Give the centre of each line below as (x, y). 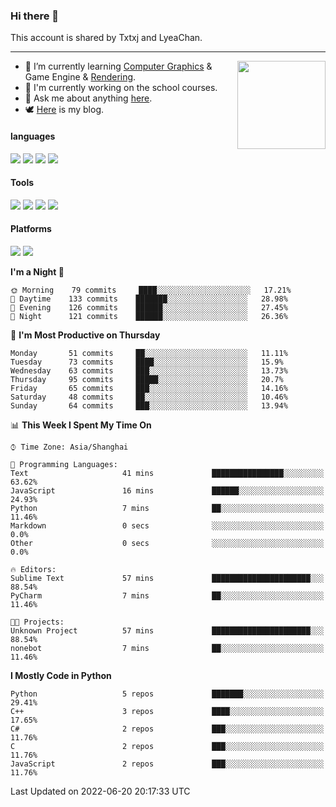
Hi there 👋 (35, 16)
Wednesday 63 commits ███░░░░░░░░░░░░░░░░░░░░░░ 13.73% (149, 370)
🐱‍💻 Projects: (37, 622)
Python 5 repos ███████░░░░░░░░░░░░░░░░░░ (167, 694)
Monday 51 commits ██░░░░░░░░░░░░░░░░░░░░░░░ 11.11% (149, 353)
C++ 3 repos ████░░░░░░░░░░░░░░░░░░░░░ (167, 711)
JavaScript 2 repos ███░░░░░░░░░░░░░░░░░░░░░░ (167, 764)
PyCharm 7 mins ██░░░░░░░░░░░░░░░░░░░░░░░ (167, 595)
